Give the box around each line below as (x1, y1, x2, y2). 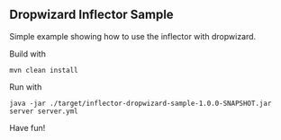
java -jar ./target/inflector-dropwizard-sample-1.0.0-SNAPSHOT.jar (9, 99, 272, 108)
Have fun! (9, 122, 46, 133)
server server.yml (9, 107, 78, 116)
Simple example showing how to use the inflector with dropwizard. (9, 31, 257, 41)
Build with (9, 48, 47, 59)
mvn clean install (9, 66, 78, 74)
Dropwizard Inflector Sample (9, 7, 174, 22)
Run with (9, 81, 42, 92)
